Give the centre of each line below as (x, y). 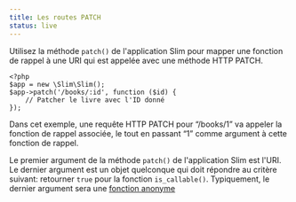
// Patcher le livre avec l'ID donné (95, 100)
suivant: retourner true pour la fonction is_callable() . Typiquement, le (140, 179)
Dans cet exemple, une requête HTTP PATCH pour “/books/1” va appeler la (146, 124)
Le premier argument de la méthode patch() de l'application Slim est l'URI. (145, 159)
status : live (33, 26)
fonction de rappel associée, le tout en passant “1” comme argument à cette (148, 133)
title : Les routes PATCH (55, 17)
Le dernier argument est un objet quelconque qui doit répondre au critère (143, 169)
